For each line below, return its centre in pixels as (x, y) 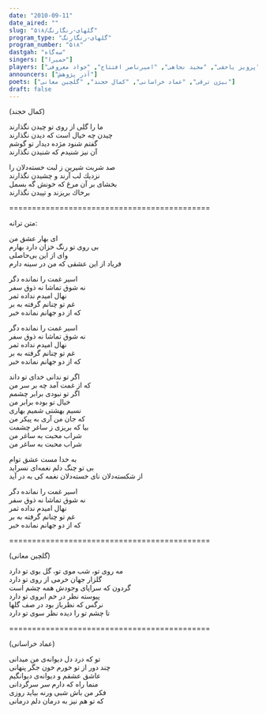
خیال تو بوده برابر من (40, 402)
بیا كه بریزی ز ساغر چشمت (49, 427)
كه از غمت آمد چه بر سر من (50, 385)
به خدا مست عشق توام (43, 459)
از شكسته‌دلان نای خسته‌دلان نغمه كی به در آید (76, 476)
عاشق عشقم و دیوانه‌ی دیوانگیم (55, 676)
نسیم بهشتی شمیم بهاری (45, 410)
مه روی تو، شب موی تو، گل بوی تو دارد (66, 571)
